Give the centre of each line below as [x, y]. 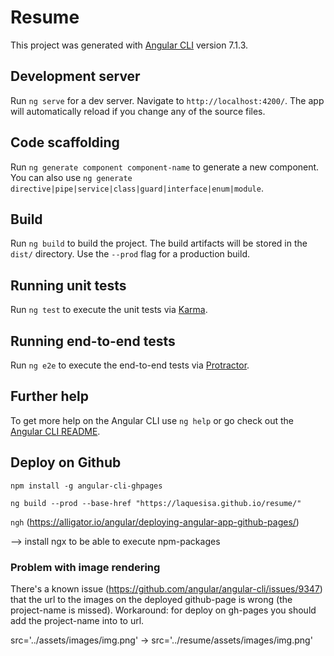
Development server [75, 76]
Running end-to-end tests [93, 341]
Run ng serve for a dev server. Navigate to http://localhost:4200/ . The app [167, 100]
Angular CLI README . [55, 431]
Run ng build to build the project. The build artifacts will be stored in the [159, 243]
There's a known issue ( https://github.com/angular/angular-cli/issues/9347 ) [166, 588]
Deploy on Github [66, 462]
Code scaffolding [65, 142]
